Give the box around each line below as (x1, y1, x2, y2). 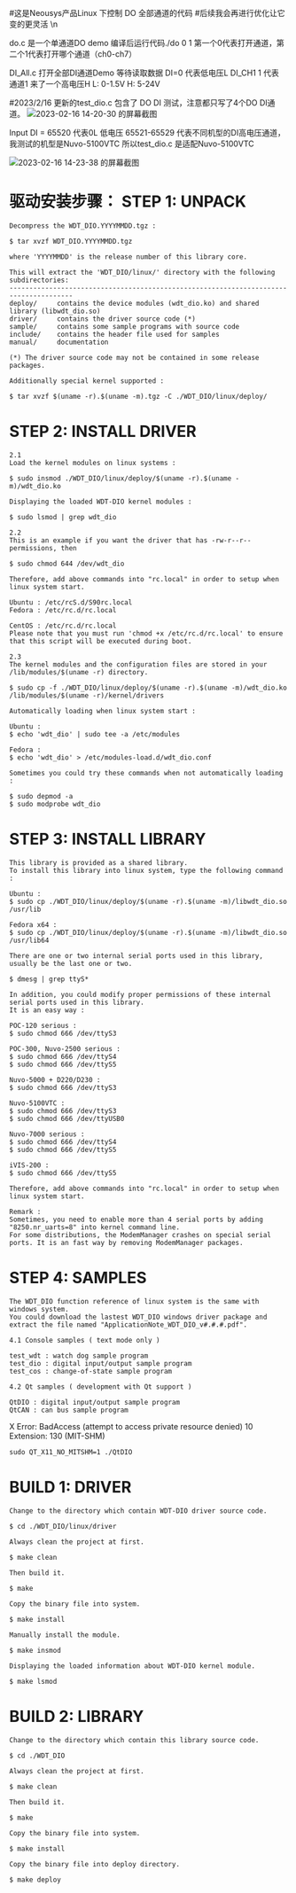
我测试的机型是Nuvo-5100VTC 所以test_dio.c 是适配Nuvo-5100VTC (9, 138, 254, 149)
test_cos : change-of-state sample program (9, 1367, 173, 1375)
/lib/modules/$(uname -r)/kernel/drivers (9, 690, 165, 700)
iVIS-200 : (9, 1160, 50, 1170)
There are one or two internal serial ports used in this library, (9, 951, 264, 960)
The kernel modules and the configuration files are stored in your (9, 659, 268, 669)
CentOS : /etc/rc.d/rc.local (9, 621, 117, 630)
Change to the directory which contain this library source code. (9, 1735, 260, 1744)
